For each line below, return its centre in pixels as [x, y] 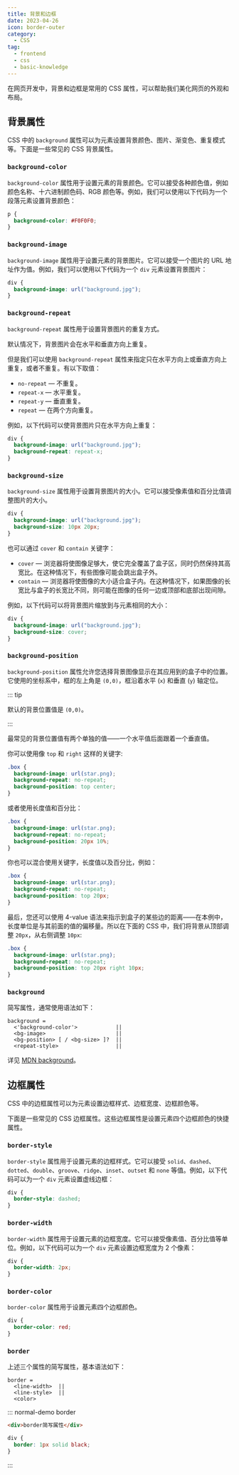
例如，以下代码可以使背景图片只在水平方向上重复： [82, 425]
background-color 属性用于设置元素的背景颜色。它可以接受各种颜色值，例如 [118, 183]
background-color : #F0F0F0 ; [55, 221]
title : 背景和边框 [32, 14]
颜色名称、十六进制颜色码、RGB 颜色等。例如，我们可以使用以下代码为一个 [117, 191]
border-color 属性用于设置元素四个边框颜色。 [74, 1307]
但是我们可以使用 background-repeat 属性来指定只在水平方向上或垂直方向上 [117, 359]
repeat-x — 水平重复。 [51, 392]
